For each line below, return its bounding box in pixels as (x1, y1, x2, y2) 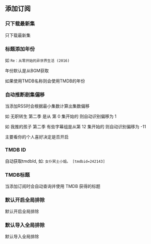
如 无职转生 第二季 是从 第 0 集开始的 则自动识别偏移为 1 (5, 113, 117, 120)
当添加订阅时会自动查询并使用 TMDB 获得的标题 (5, 183, 101, 189)
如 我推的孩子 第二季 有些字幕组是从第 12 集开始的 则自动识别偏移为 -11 (5, 124, 146, 130)
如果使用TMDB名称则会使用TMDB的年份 (5, 78, 85, 84)
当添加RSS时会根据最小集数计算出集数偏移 (5, 103, 90, 109)
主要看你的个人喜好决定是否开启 (5, 134, 69, 140)
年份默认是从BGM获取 (5, 67, 49, 74)
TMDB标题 (5, 171, 30, 178)
